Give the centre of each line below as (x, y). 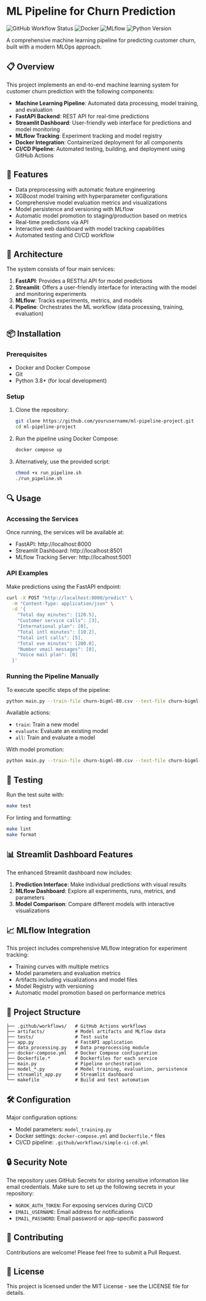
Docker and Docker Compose (53, 368)
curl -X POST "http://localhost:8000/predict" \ (70, 598)
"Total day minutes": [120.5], (57, 615)
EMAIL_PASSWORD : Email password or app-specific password (89, 1218)
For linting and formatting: (39, 817)
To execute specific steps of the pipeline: (58, 689)
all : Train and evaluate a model (55, 737)
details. (16, 1293)
